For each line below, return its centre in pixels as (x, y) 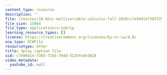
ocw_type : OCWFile (24, 42)
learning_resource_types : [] (35, 33)
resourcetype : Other (27, 46)
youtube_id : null (28, 65)
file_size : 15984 (23, 23)
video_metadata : (22, 60)
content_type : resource (30, 10)
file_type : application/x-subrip (40, 28)
